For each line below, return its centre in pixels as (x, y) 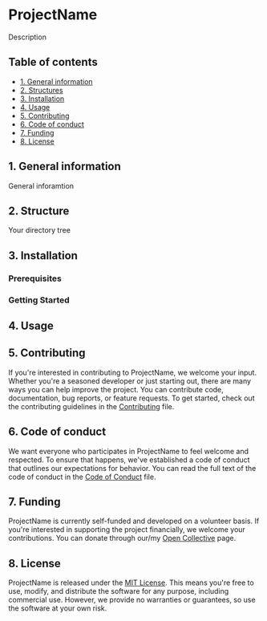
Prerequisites (35, 278)
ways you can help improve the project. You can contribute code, (116, 389)
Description (27, 37)
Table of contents (53, 62)
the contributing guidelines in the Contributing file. (91, 406)
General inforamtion (41, 185)
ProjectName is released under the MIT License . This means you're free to (131, 582)
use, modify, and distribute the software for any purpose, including (119, 591)
